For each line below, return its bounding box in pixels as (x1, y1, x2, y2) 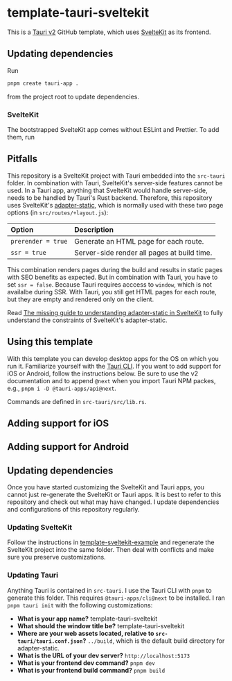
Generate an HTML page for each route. (73, 236, 204, 246)
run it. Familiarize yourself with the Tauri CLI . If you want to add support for (7, 362, 222, 370)
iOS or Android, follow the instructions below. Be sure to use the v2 (7, 369, 199, 378)
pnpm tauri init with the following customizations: (7, 600, 153, 609)
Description (73, 224, 114, 234)
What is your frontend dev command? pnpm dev (17, 658, 156, 667)
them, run (7, 133, 35, 141)
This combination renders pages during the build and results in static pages (7, 265, 223, 274)
